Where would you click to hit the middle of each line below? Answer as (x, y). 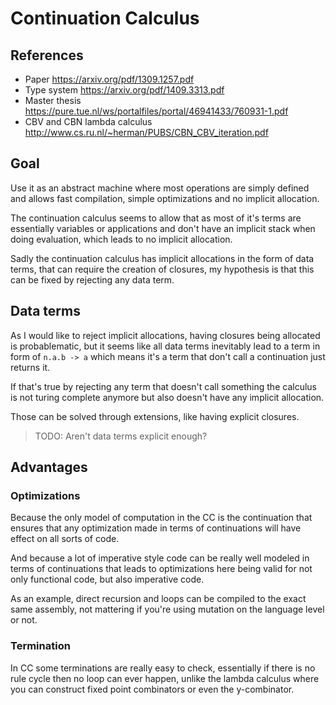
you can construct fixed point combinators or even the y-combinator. (152, 689)
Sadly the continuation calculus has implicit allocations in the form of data (162, 258)
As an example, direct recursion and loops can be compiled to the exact (158, 599)
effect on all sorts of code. (65, 539)
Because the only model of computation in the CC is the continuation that (161, 518)
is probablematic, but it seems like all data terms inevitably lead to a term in (165, 346)
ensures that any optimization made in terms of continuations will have (156, 528)
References (47, 55)
